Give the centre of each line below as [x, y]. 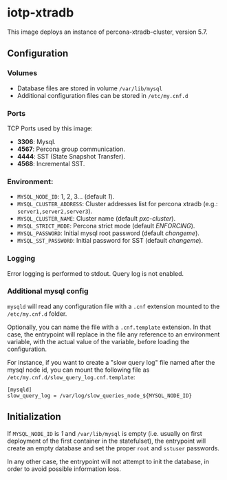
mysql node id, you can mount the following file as [78, 370]
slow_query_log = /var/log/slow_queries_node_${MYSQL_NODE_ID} [100, 396]
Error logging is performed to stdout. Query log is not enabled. [96, 273]
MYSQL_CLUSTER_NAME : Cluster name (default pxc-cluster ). [96, 219]
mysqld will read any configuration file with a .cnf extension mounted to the [113, 306]
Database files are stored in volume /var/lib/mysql [90, 88]
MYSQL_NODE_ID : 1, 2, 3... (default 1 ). [66, 197]
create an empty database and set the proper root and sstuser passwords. [113, 448]
